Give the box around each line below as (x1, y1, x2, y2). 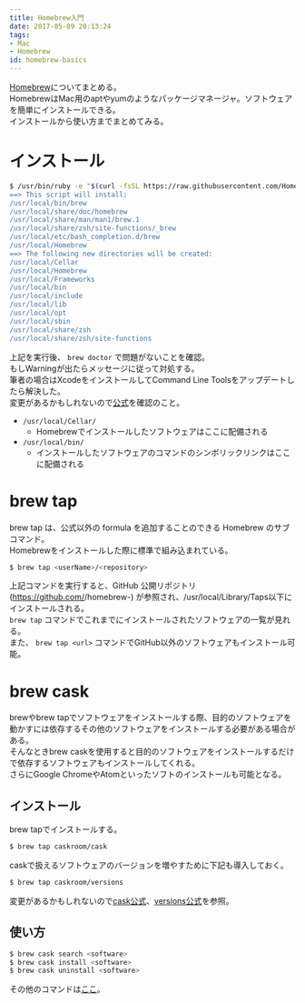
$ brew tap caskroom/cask (9, 842, 107, 851)
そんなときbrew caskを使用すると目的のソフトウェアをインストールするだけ (9, 747, 295, 757)
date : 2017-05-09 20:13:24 (9, 22, 112, 31)
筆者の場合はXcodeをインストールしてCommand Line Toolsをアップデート (9, 374, 288, 385)
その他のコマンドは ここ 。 (9, 984, 105, 995)
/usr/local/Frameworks (9, 275, 95, 284)
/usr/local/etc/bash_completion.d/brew (9, 233, 161, 242)
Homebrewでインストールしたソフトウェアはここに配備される (35, 426, 269, 436)
